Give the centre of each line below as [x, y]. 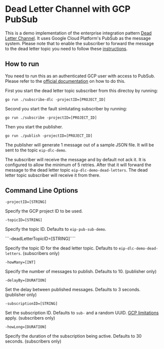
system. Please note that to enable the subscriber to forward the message [80, 43]
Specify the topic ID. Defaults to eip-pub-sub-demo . [56, 229]
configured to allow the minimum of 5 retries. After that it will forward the [78, 165]
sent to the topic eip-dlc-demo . [36, 150]
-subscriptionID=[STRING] [31, 303]
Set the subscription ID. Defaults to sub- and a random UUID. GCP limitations [82, 313]
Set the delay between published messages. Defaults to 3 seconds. [73, 289]
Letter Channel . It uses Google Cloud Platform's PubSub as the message [78, 38]
